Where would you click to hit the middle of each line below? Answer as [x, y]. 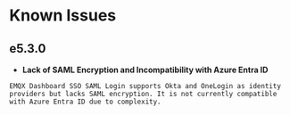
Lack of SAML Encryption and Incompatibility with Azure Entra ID [145, 70]
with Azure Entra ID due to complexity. [86, 102]
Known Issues [63, 16]
